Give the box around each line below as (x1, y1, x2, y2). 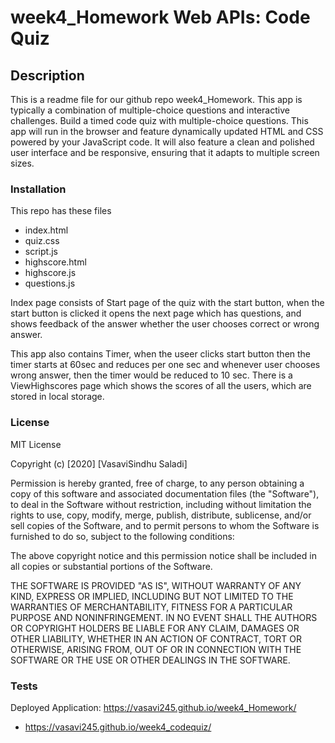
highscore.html (24, 256, 87, 268)
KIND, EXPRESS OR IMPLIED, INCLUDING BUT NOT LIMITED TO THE (10, 590, 294, 602)
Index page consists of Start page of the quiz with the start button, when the (10, 297, 325, 309)
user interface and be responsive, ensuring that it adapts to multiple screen (10, 147, 320, 158)
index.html (24, 224, 69, 236)
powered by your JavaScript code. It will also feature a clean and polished (10, 136, 315, 148)
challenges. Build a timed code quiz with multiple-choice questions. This (10, 115, 309, 126)
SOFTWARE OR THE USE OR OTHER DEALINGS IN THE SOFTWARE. (10, 654, 291, 666)
